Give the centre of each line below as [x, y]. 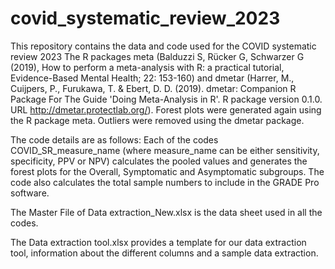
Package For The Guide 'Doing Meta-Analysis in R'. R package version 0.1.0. [166, 99]
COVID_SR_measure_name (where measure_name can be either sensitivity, [165, 150]
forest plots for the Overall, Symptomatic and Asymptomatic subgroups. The [167, 171]
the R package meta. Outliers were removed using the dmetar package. [157, 120]
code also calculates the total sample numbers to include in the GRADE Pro [165, 182]
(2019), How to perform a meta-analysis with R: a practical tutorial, [147, 67]
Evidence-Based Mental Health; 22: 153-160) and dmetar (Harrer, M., [152, 78]
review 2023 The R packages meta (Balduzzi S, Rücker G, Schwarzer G [157, 56]
